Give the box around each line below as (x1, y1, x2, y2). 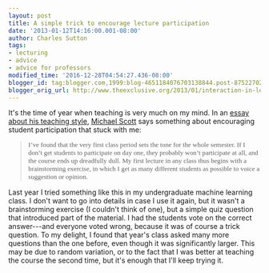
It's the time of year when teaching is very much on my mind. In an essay (8, 108, 250, 118)
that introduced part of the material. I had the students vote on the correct (8, 213, 252, 223)
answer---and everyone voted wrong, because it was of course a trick (8, 222, 240, 231)
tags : (8, 42, 26, 50)
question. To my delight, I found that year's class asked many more (8, 230, 230, 240)
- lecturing (8, 49, 48, 57)
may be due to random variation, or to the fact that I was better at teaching (8, 247, 255, 257)
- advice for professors (8, 64, 91, 72)
